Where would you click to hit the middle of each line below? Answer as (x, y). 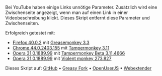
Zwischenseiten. (22, 23)
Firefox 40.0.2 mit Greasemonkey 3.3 (51, 42)
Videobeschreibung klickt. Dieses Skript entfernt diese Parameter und (77, 18)
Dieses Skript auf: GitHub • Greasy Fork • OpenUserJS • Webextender (78, 68)
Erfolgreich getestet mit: (30, 33)
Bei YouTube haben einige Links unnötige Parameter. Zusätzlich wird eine (81, 7)
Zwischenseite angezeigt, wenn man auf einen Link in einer (67, 12)
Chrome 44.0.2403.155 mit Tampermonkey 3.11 (61, 48)
